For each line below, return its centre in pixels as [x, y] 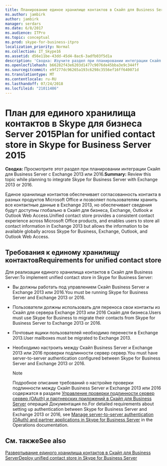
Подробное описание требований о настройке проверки [73, 383]
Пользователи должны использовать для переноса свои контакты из [86, 307]
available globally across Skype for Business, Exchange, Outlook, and [76, 231]
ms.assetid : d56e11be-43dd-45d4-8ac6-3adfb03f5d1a [59, 56]
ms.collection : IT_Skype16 [33, 51]
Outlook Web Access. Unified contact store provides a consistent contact [80, 216]
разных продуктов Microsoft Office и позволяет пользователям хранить [81, 200]
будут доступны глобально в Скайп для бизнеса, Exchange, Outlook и [79, 210]
